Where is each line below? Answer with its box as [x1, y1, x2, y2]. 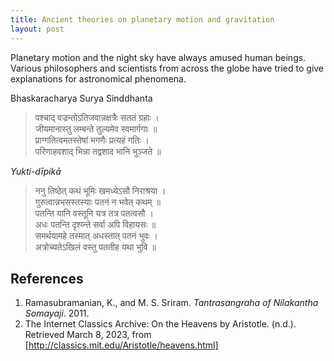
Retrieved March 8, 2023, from [24, 329, 152, 341]
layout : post [10, 24, 65, 34]
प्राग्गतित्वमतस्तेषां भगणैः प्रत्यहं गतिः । [34, 134, 150, 146]
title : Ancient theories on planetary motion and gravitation [10, 14, 275, 25]
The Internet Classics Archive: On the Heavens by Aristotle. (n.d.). [24, 318, 297, 330]
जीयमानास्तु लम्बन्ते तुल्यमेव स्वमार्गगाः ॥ [34, 122, 158, 135]
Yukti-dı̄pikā [10, 165, 62, 177]
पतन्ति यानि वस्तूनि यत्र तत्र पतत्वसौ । [34, 207, 154, 219]
